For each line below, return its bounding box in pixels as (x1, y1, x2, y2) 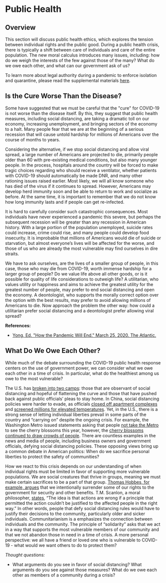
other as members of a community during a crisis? (12, 572, 115, 578)
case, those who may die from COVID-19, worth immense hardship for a (5, 265, 152, 271)
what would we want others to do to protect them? (14, 542, 117, 548)
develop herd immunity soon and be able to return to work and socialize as (5, 188, 158, 194)
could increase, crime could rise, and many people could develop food (5, 230, 150, 235)
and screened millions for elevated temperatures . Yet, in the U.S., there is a (5, 406, 158, 412)
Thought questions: (5, 552, 45, 558)
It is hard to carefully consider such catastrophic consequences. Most (5, 208, 148, 214)
